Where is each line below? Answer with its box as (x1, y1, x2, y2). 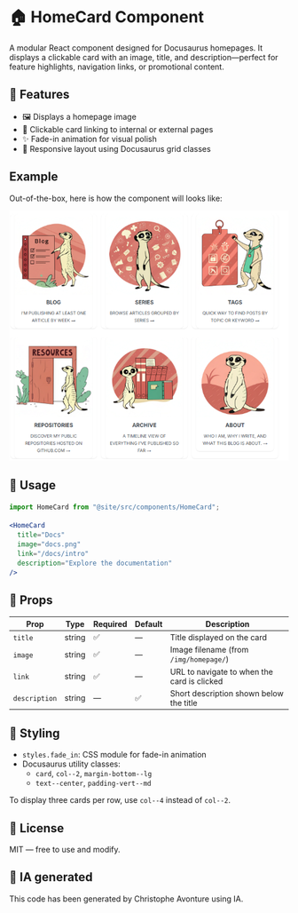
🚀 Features (9, 87, 70, 102)
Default (134, 618, 163, 629)
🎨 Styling (9, 726, 60, 741)
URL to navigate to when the (169, 666, 273, 677)
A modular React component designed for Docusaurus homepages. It (9, 42, 263, 53)
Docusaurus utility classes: (21, 758, 122, 769)
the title (169, 697, 198, 708)
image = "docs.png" (17, 540, 82, 549)
